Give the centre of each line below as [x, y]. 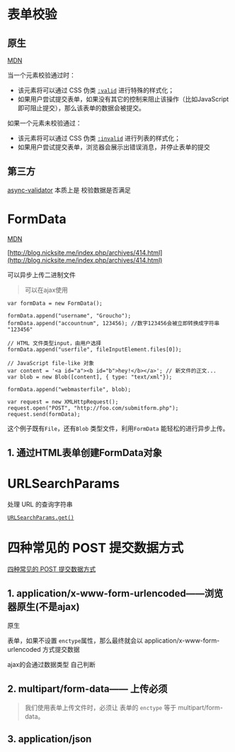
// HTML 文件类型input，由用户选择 [54, 343]
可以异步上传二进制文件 [41, 275]
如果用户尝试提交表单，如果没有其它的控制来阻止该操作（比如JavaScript [123, 99]
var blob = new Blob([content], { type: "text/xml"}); [90, 377]
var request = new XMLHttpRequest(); [63, 402]
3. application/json [50, 739]
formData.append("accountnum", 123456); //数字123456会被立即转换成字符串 [114, 323]
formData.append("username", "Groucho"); [69, 316]
